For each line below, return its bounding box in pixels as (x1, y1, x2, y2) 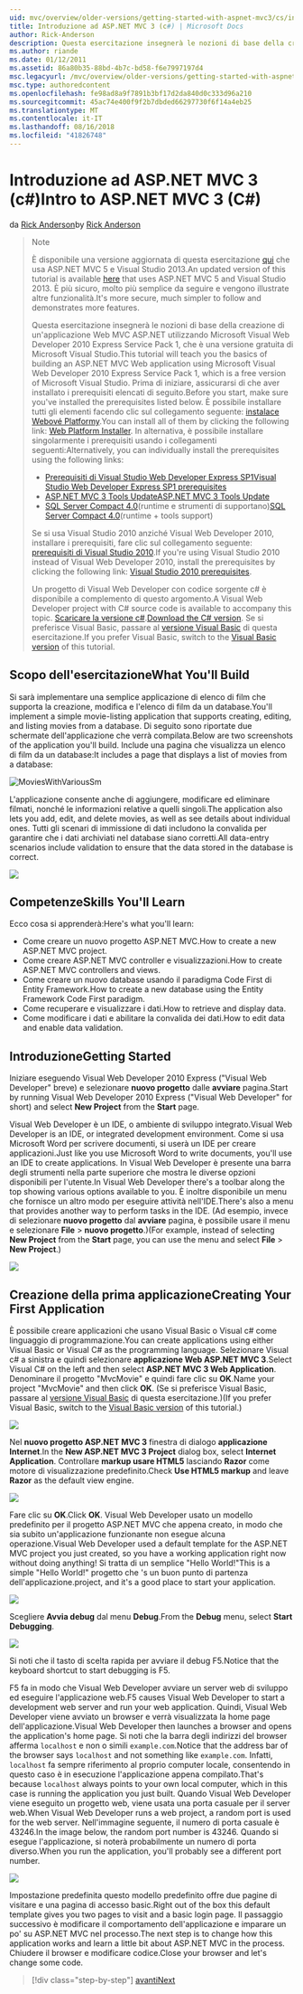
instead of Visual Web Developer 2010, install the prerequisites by (31, 556, 276, 567)
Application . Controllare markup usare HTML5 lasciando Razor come (9, 1456, 271, 1467)
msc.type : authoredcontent (9, 80, 111, 90)
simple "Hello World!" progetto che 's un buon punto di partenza (9, 1567, 249, 1578)
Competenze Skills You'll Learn (9, 894, 186, 910)
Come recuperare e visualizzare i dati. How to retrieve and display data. (22, 1003, 287, 1014)
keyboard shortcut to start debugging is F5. (9, 1665, 171, 1676)
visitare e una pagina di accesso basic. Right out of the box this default (9, 1900, 271, 1911)
